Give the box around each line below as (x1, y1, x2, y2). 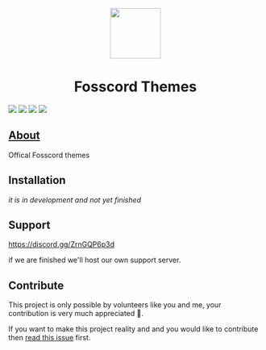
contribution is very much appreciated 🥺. (8, 309, 143, 319)
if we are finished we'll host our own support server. (8, 255, 181, 265)
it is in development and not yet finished (8, 194, 142, 205)
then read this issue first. (8, 333, 91, 343)
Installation (8, 173, 66, 187)
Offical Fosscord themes (8, 150, 90, 160)
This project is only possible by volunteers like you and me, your (8, 300, 222, 310)
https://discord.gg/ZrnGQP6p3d (8, 240, 115, 249)
